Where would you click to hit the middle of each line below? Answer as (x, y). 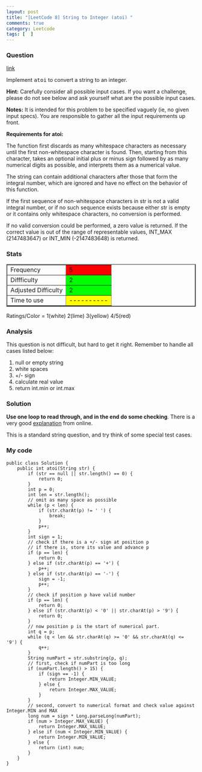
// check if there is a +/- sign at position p (88, 542)
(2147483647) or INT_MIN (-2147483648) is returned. (73, 238)
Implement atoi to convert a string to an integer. (67, 80)
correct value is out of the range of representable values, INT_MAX (89, 232)
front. (13, 123)
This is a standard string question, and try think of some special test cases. (99, 435)
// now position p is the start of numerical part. (94, 626)
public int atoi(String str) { (56, 468)
